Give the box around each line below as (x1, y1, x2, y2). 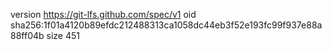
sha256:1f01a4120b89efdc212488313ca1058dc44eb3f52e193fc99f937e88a (10, 19, 323, 31)
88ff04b (10, 30, 45, 41)
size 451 (46, 30, 80, 41)
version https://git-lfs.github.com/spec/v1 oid (10, 9, 197, 20)
